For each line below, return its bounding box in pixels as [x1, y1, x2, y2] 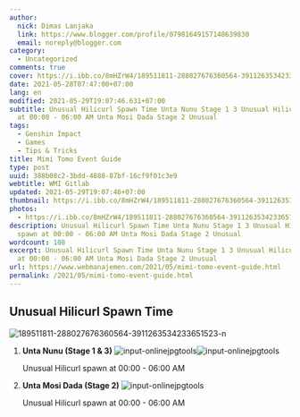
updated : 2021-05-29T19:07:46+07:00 [9, 188, 146, 197]
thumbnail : [9, 196, 50, 206]
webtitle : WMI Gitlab [9, 180, 90, 189]
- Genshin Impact [17, 130, 82, 139]
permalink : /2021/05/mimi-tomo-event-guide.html [9, 271, 194, 280]
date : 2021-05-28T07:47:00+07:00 [9, 80, 134, 89]
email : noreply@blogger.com [17, 38, 122, 47]
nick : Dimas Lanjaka [17, 21, 94, 30]
